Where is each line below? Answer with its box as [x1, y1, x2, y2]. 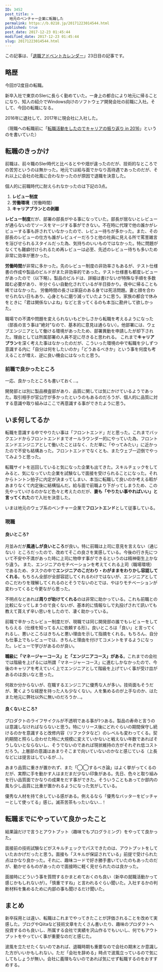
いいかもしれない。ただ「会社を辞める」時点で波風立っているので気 [17, 950, 154, 956]
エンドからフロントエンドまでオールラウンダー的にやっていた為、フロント [9, 436, 158, 442]
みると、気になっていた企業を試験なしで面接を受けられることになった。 [5, 470, 149, 476]
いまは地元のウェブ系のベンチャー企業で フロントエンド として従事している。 [5, 505, 158, 511]
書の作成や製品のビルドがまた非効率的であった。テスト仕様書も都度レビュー [5, 269, 158, 275]
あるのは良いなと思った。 [5, 671, 56, 677]
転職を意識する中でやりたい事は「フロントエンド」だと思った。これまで [5, 430, 149, 435]
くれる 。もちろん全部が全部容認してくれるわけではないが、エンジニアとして [5, 574, 158, 579]
